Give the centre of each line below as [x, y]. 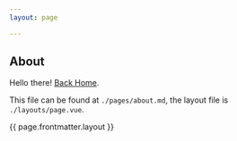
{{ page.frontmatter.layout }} [62, 127]
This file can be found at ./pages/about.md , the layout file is [119, 100]
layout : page [34, 17]
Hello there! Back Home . [54, 83]
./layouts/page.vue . [47, 110]
